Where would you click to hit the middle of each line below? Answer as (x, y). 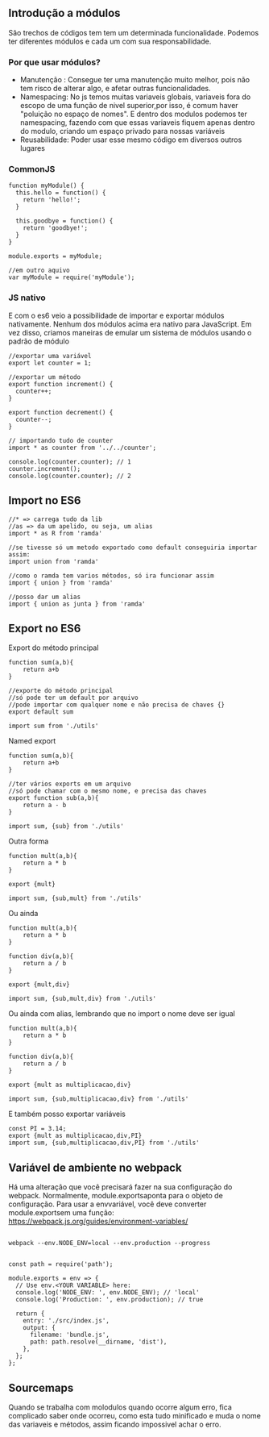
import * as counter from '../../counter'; (83, 448)
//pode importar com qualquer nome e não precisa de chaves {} (117, 705)
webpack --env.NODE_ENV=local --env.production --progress (110, 1243)
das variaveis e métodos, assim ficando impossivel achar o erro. (115, 1424)
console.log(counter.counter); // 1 (70, 462)
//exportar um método (45, 377)
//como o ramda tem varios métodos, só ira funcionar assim (112, 576)
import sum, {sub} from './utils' (66, 827)
